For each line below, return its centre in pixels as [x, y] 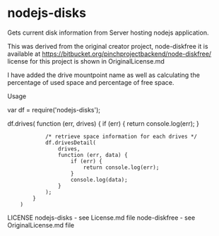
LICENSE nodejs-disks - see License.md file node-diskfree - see [101, 218]
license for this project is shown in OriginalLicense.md [86, 61]
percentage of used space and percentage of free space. [91, 82]
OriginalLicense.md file [41, 225]
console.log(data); [99, 179]
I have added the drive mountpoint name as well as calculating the [103, 75]
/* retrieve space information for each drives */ [121, 136]
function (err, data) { [93, 155]
